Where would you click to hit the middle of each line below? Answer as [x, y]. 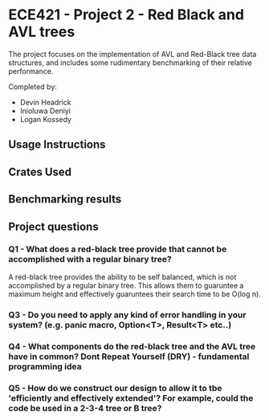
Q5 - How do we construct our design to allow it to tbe [115, 388]
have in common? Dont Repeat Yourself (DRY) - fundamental [129, 357]
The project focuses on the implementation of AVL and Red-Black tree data [132, 54]
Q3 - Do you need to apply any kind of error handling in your [127, 315]
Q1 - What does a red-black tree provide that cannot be [118, 249]
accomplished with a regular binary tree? [90, 259]
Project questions [53, 226]
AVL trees [42, 32]
